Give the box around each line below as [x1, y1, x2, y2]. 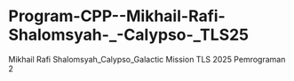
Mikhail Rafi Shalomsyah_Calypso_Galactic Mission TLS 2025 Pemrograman [8, 54, 286, 64]
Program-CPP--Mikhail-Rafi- [8, 6, 226, 26]
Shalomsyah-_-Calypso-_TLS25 [8, 25, 250, 45]
